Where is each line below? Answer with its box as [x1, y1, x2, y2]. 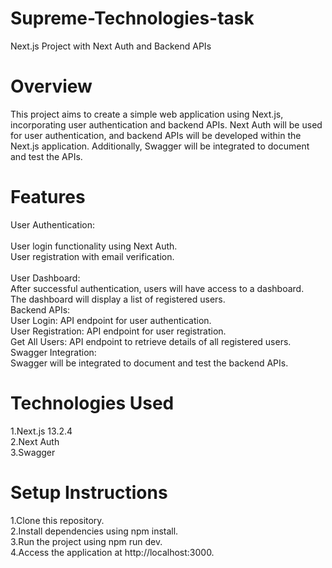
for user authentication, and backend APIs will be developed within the [10, 129, 302, 141]
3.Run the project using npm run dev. [10, 535, 163, 547]
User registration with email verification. [10, 250, 175, 262]
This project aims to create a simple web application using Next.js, [10, 108, 284, 120]
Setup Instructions [10, 481, 168, 504]
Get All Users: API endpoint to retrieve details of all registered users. [10, 335, 292, 347]
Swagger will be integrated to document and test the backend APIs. [10, 357, 289, 369]
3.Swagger [10, 446, 56, 458]
